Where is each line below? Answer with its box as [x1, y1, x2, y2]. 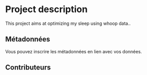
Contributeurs [5, 63, 51, 72]
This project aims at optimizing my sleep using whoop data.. [5, 20, 131, 26]
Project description [5, 4, 88, 15]
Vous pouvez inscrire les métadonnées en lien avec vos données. [5, 48, 142, 54]
